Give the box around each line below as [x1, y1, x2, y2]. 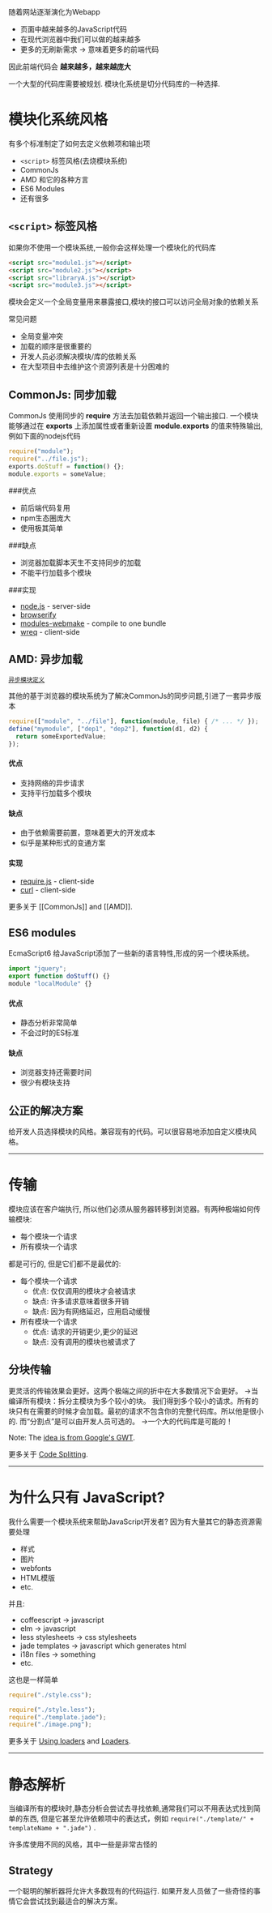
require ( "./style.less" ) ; [8, 1705, 96, 1714]
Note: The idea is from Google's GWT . [8, 1432, 136, 1442]
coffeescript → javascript [19, 1615, 104, 1624]
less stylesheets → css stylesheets [19, 1632, 138, 1641]
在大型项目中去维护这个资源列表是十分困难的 [19, 362, 170, 371]
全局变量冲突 [19, 332, 63, 341]
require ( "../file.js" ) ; [8, 455, 89, 463]
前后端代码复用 [19, 503, 70, 512]
